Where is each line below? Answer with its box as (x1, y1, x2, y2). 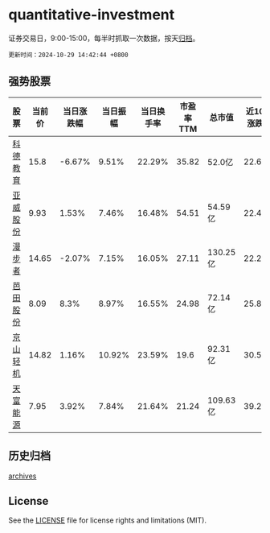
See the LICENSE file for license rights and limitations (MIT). (8, 515, 207, 525)
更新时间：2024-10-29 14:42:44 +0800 (8, 51, 129, 59)
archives (8, 471, 37, 481)
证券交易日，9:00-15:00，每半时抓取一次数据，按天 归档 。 (8, 33, 200, 43)
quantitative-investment (8, 6, 175, 24)
